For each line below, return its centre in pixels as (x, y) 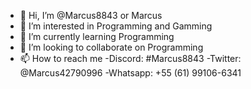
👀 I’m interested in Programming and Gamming (116, 26)
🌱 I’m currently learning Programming (97, 36)
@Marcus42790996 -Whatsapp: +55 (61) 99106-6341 (130, 73)
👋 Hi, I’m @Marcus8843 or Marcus (91, 15)
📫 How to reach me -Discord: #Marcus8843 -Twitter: (130, 58)
